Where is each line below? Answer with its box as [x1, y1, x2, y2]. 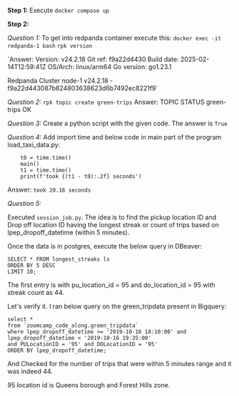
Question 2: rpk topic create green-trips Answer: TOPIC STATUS [7, 98, 205, 106]
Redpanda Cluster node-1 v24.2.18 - [7, 76, 113, 85]
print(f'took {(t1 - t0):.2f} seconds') [20, 173, 142, 180]
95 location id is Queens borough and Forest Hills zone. [7, 381, 171, 389]
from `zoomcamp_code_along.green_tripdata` [7, 322, 139, 329]
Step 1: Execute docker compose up [7, 6, 109, 14]
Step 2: [7, 20, 30, 28]
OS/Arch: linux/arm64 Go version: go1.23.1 [47, 63, 172, 71]
